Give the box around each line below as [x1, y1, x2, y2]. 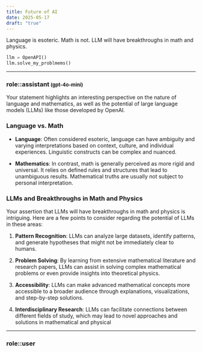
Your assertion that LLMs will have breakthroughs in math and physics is [6, 208, 186, 215]
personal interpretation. [14, 179, 73, 186]
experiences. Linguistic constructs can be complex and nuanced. [14, 148, 177, 156]
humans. [14, 245, 37, 253]
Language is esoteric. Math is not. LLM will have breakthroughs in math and [6, 37, 194, 44]
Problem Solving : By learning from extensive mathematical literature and [14, 257, 196, 264]
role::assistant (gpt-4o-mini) [6, 80, 84, 89]
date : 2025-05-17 [6, 14, 50, 20]
